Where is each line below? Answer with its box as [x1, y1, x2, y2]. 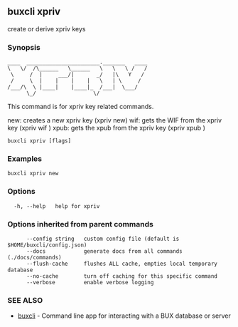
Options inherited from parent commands [7, 219, 154, 229]
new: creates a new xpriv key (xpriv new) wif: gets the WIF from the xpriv [7, 116, 222, 125]
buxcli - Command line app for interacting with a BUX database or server [17, 311, 231, 320]
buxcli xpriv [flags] [7, 137, 72, 145]
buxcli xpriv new [7, 170, 59, 177]
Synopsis [7, 42, 40, 52]
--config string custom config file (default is [26, 235, 180, 242]
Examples [7, 154, 43, 164]
